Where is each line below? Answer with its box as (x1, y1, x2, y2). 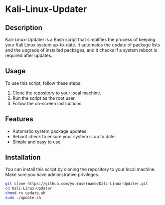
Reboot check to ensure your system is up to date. (12, 133, 116, 139)
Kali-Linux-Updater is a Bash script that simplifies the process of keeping (5, 36, 156, 42)
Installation (5, 153, 41, 162)
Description (5, 23, 42, 32)
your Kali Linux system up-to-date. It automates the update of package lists (5, 42, 161, 48)
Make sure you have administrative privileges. (5, 172, 100, 178)
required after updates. (5, 52, 52, 58)
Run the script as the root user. (12, 95, 76, 101)
